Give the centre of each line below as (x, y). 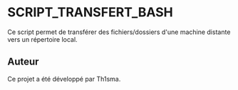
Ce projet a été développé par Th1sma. (64, 79)
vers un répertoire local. (42, 39)
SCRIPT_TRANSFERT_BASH (90, 12)
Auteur (23, 62)
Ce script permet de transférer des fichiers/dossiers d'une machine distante (119, 32)
